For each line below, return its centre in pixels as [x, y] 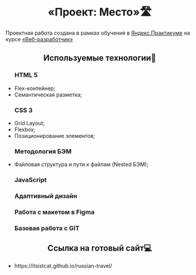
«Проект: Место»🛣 [100, 12]
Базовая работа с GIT [47, 228]
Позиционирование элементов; [54, 135]
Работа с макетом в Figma [54, 212]
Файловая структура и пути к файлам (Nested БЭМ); [81, 164]
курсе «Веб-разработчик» [39, 39]
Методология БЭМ [43, 151]
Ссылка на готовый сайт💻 [100, 248]
